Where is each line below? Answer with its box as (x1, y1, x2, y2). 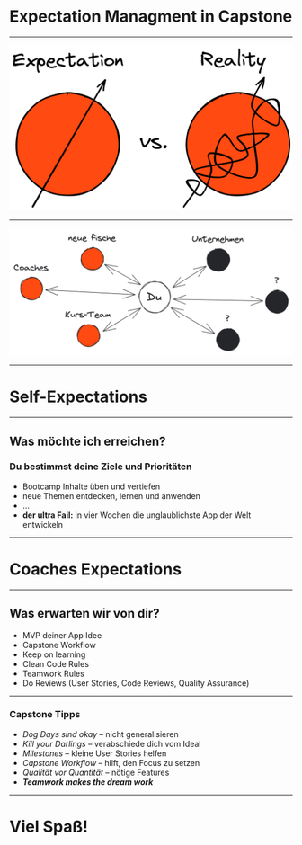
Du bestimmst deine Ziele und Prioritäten (9, 460, 192, 473)
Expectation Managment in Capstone (9, 6, 293, 27)
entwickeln (22, 519, 64, 529)
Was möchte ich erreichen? (9, 433, 166, 449)
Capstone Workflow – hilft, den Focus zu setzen (22, 757, 200, 768)
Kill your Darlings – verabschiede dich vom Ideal (22, 738, 201, 749)
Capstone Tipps (9, 708, 81, 721)
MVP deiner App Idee (22, 629, 102, 640)
